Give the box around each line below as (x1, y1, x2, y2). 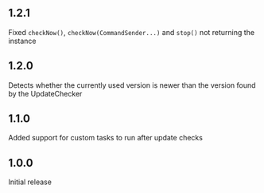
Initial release (8, 177, 52, 187)
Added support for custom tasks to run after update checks (8, 133, 203, 143)
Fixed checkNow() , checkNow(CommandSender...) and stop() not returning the (8, 27, 255, 37)
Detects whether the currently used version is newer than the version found (8, 80, 256, 90)
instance (8, 36, 37, 45)
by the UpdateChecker (8, 89, 83, 98)
